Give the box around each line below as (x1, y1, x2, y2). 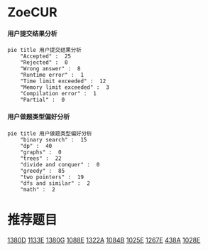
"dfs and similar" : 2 (20, 179, 91, 187)
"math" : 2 (20, 186, 55, 193)
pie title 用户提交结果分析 (7, 47, 82, 54)
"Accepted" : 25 (20, 53, 72, 60)
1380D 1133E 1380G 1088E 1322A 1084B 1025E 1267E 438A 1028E (7, 235, 201, 244)
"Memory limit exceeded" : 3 (20, 84, 110, 91)
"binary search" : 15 (20, 136, 87, 143)
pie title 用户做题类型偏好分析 (7, 129, 92, 137)
